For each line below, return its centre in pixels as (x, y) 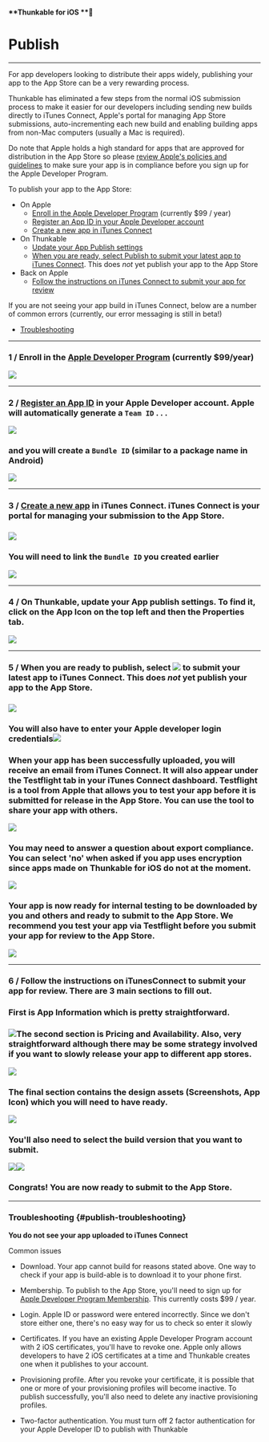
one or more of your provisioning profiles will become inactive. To (128, 1387)
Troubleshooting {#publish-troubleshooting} (97, 1217)
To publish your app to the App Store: (70, 188)
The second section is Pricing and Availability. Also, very (129, 1034)
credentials (31, 739)
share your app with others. (63, 810)
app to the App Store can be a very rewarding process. (99, 83)
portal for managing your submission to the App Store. (116, 516)
